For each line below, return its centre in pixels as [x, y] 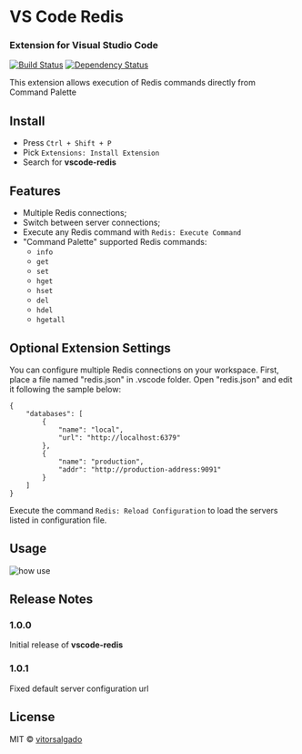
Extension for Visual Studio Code [84, 46]
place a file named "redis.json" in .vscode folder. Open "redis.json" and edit [151, 379]
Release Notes [51, 600]
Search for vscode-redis [69, 162]
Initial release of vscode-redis [66, 645]
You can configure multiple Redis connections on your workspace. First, [144, 370]
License [32, 717]
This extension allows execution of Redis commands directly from [133, 83]
